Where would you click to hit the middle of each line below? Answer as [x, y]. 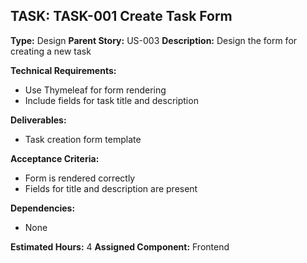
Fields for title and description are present [111, 188]
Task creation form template [83, 139]
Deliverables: [38, 120]
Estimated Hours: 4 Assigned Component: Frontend [120, 246]
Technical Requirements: [63, 70]
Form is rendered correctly [80, 178]
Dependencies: [43, 208]
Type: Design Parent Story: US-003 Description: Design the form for [154, 40]
